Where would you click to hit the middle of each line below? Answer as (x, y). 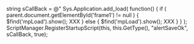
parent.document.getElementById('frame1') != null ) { (73, 15)
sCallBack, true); (27, 34)
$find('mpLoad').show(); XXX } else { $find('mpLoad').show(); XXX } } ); (97, 21)
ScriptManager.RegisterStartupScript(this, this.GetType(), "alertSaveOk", (97, 28)
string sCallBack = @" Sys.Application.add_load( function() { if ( (86, 9)
